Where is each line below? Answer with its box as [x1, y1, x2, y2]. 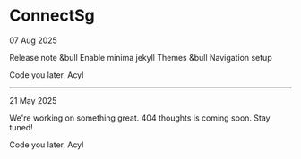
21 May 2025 [9, 95, 57, 105]
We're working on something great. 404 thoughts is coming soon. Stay [9, 113, 271, 123]
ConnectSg [9, 5, 96, 26]
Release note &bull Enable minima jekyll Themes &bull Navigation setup [9, 52, 272, 63]
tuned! [9, 121, 33, 132]
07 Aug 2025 [9, 35, 58, 46]
